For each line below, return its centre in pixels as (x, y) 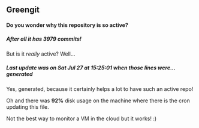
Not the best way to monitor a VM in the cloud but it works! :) (82, 118)
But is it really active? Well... (41, 54)
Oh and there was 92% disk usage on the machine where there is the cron (98, 100)
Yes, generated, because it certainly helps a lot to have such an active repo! (100, 89)
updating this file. (28, 106)
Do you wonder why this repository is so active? (67, 25)
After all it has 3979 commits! (44, 39)
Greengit (23, 10)
